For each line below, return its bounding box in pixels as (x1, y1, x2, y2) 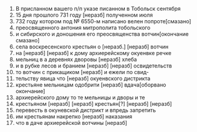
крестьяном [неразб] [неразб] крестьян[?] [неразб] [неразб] (15, 100, 172, 107)
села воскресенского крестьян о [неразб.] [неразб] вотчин (15, 43, 169, 50)
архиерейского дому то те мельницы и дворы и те (15, 94, 145, 101)
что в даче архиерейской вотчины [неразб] (15, 119, 128, 126)
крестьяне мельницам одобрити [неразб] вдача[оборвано (15, 81, 167, 88)
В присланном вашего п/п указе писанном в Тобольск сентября (15, 5, 181, 12)
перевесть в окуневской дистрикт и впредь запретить (15, 107, 156, 113)
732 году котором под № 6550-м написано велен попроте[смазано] (15, 18, 192, 24)
